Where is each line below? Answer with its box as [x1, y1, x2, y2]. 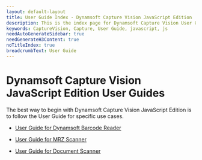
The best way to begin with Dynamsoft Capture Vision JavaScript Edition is [6, 106, 192, 113]
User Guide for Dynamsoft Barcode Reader [14, 124, 121, 131]
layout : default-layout [6, 8, 66, 15]
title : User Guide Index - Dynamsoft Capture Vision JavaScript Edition [6, 14, 192, 20]
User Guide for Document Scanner [14, 147, 101, 155]
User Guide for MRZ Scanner [14, 135, 87, 143]
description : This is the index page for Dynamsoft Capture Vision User [6, 20, 192, 26]
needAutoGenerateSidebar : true [6, 31, 85, 37]
